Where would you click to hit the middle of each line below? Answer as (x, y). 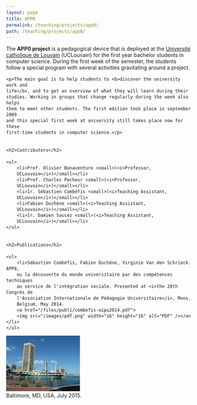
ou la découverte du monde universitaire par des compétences (95, 275)
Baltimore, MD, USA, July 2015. (44, 396)
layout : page (22, 12)
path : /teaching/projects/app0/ (46, 31)
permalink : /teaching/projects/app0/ (52, 25)
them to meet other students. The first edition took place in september (99, 109)
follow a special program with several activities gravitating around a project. (98, 67)
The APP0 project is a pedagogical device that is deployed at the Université (98, 49)
